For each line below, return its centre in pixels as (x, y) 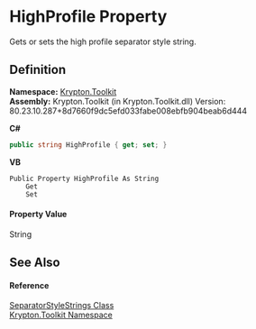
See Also (35, 263)
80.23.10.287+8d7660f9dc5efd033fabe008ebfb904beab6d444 (128, 111)
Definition (37, 70)
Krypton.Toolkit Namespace (61, 315)
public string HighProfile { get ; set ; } (88, 145)
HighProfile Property (88, 17)
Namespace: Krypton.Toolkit (63, 91)
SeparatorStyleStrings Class (62, 306)
